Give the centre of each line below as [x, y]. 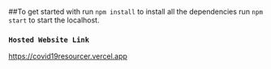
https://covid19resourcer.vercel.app [68, 56]
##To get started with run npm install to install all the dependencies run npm [136, 12]
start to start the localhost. [54, 20]
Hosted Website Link [49, 40]
